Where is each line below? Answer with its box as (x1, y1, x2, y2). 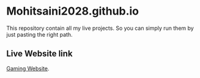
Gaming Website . (6, 65, 50, 72)
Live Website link (6, 49, 73, 59)
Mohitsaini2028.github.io (6, 4, 139, 18)
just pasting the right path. (6, 30, 73, 38)
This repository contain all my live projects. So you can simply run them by (6, 24, 194, 32)
